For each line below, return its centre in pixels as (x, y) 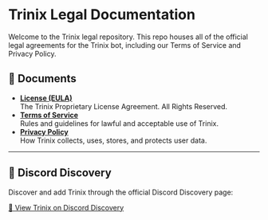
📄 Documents (43, 79)
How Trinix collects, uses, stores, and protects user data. (113, 140)
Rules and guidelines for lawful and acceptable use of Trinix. (119, 123)
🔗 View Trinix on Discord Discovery (66, 207)
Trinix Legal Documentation (102, 15)
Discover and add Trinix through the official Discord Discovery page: (121, 192)
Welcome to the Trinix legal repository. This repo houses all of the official (128, 37)
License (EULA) (46, 98)
